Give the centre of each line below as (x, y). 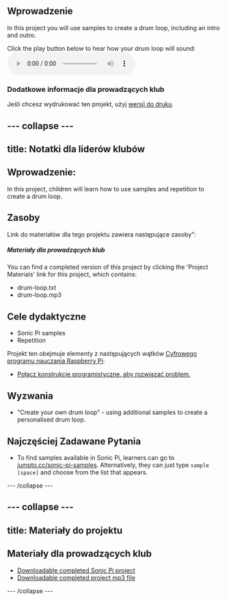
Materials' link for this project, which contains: (72, 274)
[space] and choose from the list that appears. (82, 472)
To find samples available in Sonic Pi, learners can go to (96, 457)
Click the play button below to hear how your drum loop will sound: (102, 48)
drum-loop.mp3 (39, 295)
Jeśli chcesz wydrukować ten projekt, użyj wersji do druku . (91, 104)
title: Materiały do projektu (65, 530)
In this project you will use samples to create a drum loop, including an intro (113, 27)
